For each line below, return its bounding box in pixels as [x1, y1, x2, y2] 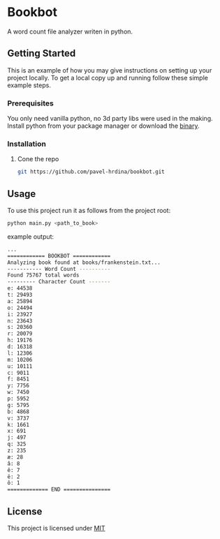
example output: [7, 232, 54, 241]
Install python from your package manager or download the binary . [7, 121, 200, 130]
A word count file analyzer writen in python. [7, 27, 133, 36]
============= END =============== [7, 486, 111, 493]
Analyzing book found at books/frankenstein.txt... [7, 259, 161, 266]
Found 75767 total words [7, 272, 80, 279]
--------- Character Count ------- [7, 279, 111, 286]
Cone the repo [17, 155, 59, 163]
